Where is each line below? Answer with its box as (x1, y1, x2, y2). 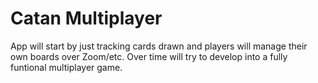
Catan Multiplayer (10, 7, 163, 30)
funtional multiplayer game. (10, 61, 123, 73)
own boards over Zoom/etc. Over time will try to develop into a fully (10, 50, 288, 62)
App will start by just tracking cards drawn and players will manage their (10, 40, 308, 52)
